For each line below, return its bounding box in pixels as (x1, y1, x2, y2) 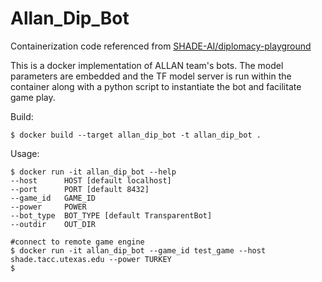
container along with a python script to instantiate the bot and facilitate (10, 80, 302, 92)
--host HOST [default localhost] (10, 175, 172, 186)
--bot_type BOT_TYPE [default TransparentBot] (10, 210, 213, 221)
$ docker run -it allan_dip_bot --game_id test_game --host (10, 245, 267, 256)
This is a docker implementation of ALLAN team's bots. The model (10, 59, 284, 71)
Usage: (10, 147, 40, 159)
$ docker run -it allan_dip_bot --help (10, 167, 177, 177)
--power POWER (10, 202, 87, 212)
